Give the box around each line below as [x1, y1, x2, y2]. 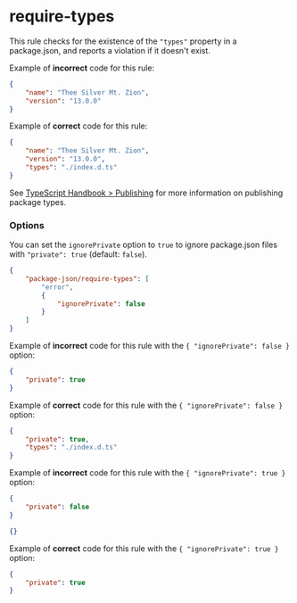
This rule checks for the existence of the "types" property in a [9, 36, 237, 46]
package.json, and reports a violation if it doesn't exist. [9, 45, 211, 55]
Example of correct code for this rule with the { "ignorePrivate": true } [9, 542, 279, 554]
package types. [9, 196, 67, 207]
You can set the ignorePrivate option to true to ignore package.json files [9, 239, 278, 251]
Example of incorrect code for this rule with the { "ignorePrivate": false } [9, 341, 290, 351]
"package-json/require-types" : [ [25, 274, 150, 283]
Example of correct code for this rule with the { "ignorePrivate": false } [9, 400, 284, 410]
